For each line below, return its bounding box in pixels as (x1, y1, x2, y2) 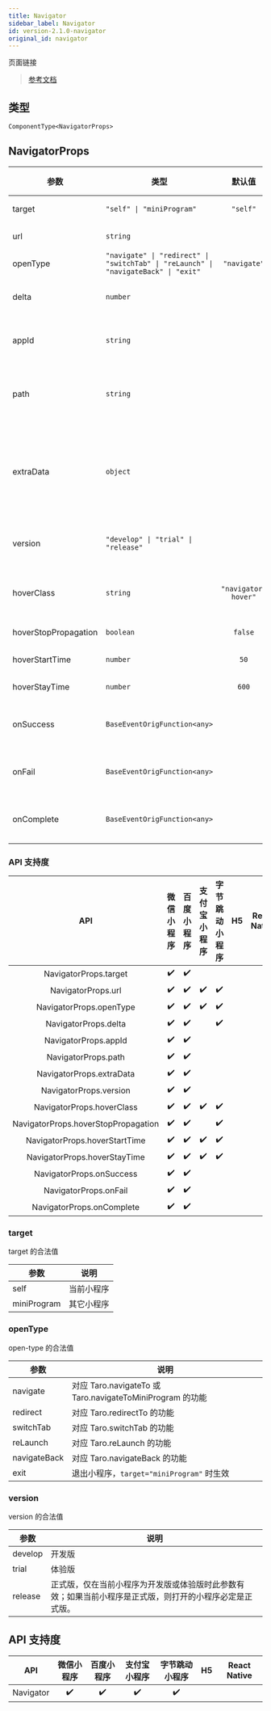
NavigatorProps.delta (45, 1018, 127, 1029)
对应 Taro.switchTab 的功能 (71, 1422, 174, 1433)
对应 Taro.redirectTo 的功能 (71, 1407, 175, 1418)
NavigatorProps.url (49, 984, 122, 996)
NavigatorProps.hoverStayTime (26, 1151, 145, 1162)
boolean (105, 627, 135, 637)
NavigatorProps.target (44, 967, 128, 979)
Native (226, 1670, 252, 1681)
